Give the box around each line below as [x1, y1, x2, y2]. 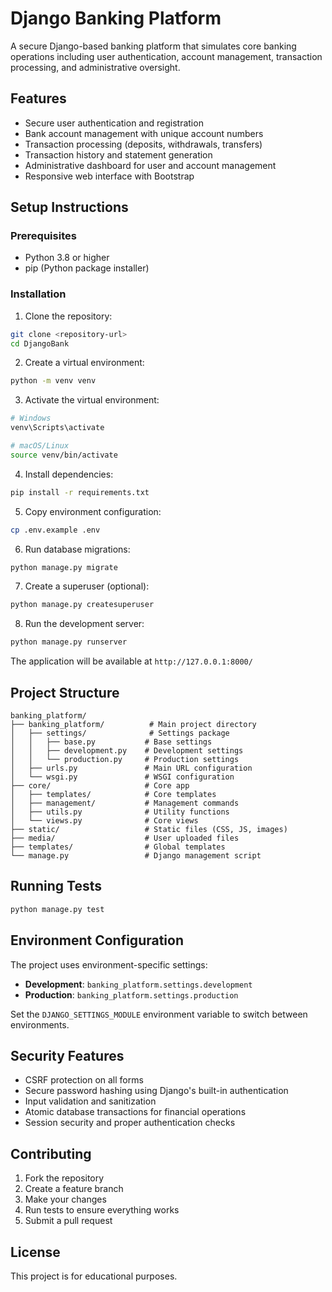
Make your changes [24, 1193, 107, 1206]
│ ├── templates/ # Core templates [10, 790, 217, 800]
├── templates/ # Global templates [10, 842, 226, 852]
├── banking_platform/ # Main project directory [10, 720, 257, 730]
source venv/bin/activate [10, 450, 118, 460]
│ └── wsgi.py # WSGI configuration [10, 772, 235, 782]
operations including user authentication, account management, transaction [10, 50, 323, 62]
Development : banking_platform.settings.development [24, 978, 253, 990]
